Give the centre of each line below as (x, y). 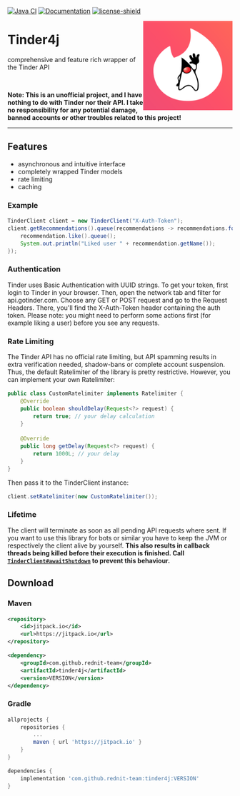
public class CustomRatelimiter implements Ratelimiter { (95, 394)
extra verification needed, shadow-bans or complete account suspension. (116, 365)
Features (27, 147)
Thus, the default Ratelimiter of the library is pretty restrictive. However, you (119, 372)
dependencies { (30, 771)
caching (30, 186)
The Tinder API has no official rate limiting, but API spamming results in (112, 357)
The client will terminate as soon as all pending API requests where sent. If (117, 530)
